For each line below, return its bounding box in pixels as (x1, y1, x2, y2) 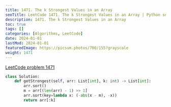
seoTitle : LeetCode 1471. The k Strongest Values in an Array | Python (5, 12, 160, 17)
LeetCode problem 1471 (5, 64, 55, 70)
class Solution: (5, 74, 40, 79)
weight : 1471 (5, 50, 33, 55)
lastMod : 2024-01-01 (5, 41, 49, 46)
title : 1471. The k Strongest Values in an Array (5, 7, 113, 13)
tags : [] (5, 26, 24, 32)
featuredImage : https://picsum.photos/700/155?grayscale (5, 45, 129, 50)
